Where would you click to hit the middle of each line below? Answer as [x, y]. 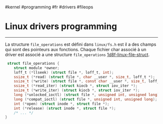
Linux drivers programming [61, 27]
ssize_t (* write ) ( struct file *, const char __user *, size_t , [80, 82]
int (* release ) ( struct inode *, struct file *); [65, 108]
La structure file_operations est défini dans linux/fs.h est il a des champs [81, 44]
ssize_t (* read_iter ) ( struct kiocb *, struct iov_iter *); [76, 86]
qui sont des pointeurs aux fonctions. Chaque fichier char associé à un [76, 49]
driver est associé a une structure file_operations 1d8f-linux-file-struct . [77, 55]
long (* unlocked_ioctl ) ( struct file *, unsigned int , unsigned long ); [88, 95]
